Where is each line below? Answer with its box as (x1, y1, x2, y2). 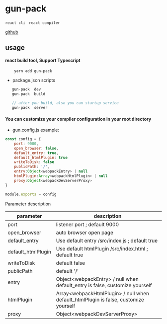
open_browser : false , (14, 146, 59, 151)
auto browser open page (56, 229, 113, 236)
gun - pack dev (11, 87, 41, 92)
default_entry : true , (14, 150, 59, 156)
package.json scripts (12, 78, 56, 83)
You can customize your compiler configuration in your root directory (5, 116, 152, 122)
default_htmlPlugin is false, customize (56, 296, 144, 303)
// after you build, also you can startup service (11, 100, 119, 106)
